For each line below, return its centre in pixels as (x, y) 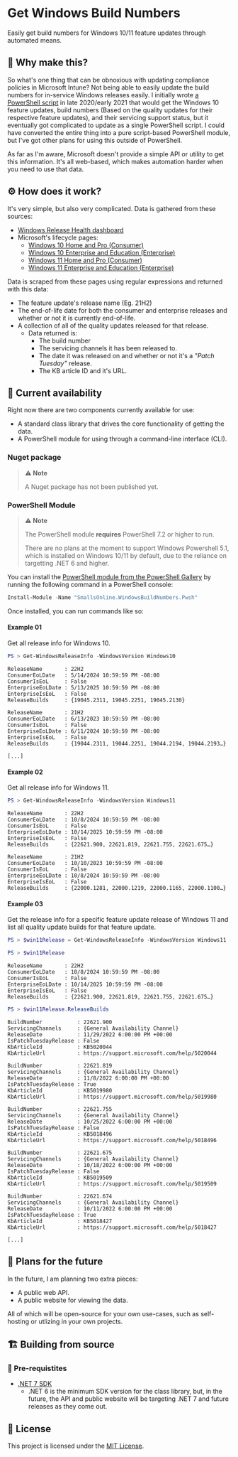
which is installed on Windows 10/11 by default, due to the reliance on (125, 555)
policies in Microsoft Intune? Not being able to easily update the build (108, 87)
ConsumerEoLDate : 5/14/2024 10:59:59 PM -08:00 (84, 675)
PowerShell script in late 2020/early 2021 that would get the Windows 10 (113, 102)
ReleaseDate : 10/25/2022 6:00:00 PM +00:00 (90, 1122)
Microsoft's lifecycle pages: (58, 237)
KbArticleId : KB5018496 (60, 1134)
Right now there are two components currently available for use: (101, 410)
